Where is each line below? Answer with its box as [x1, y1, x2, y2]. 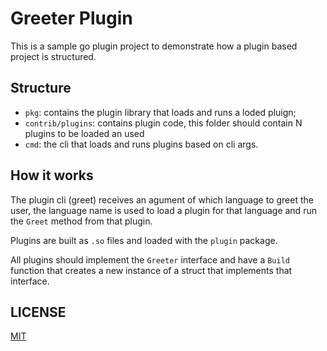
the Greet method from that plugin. [10, 215, 153, 227]
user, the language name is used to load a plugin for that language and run [10, 204, 317, 216]
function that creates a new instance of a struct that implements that [10, 264, 293, 276]
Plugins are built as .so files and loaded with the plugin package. [10, 234, 278, 246]
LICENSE [10, 303, 67, 321]
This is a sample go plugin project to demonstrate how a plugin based [10, 40, 298, 52]
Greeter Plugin [10, 7, 133, 30]
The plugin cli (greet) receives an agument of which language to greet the [10, 193, 314, 206]
